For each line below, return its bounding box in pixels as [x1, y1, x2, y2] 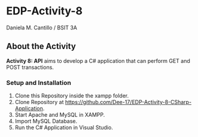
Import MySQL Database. [14, 118, 78, 125]
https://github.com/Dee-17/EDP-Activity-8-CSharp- [65, 99, 192, 106]
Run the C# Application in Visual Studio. [14, 124, 114, 131]
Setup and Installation [6, 78, 72, 87]
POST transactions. [6, 63, 54, 71]
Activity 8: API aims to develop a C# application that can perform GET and [6, 57, 190, 64]
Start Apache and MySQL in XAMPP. [14, 111, 105, 118]
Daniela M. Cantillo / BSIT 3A [6, 24, 78, 31]
